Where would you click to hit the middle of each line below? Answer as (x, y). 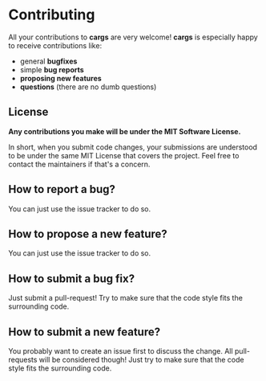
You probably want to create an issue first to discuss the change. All (121, 351)
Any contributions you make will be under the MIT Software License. (125, 131)
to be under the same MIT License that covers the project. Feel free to (124, 155)
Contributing (52, 15)
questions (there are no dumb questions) (88, 87)
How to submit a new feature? (85, 332)
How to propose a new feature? (88, 234)
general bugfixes (48, 61)
